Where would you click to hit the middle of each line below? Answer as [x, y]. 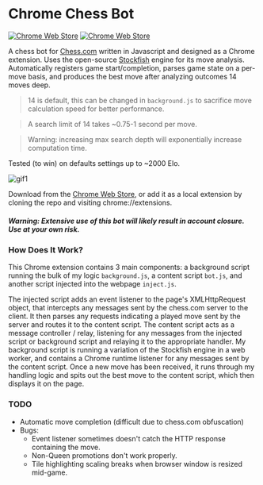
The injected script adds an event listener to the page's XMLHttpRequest [127, 299]
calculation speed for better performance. [96, 109]
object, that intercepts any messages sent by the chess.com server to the [128, 308]
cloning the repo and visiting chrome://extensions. [90, 202]
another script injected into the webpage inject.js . [92, 284]
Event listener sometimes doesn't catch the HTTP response [128, 438]
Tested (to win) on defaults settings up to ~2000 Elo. [94, 163]
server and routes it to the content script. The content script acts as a [122, 325]
